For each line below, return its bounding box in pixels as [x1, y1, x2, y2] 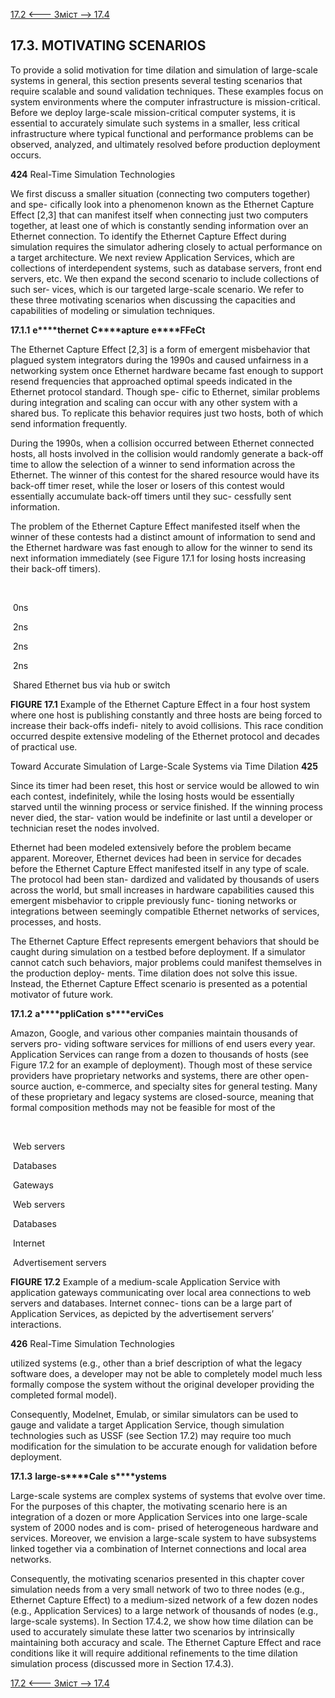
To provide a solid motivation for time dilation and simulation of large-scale [10, 64, 318, 76]
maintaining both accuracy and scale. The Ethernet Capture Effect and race [10, 1636, 322, 1648]
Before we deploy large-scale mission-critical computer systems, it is [10, 106, 296, 118]
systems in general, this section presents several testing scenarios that [10, 74, 303, 86]
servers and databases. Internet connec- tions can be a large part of [10, 1297, 293, 1309]
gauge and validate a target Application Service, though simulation [10, 1419, 285, 1431]
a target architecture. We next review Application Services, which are [10, 251, 296, 263]
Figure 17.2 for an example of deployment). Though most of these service [10, 1059, 313, 1071]
